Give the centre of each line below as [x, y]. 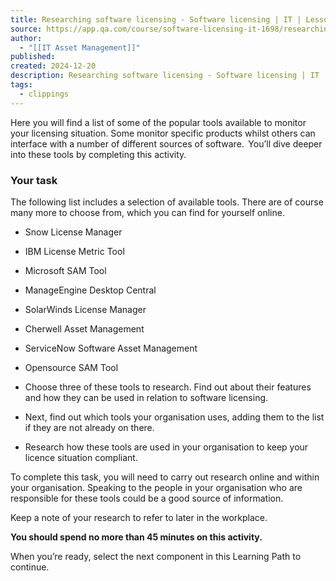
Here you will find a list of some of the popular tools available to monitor [158, 122]
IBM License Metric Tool [74, 251]
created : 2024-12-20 [53, 66]
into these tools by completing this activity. [98, 154]
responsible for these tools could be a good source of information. [147, 498]
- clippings [44, 94]
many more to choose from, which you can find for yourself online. [147, 212]
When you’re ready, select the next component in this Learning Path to [156, 556]
